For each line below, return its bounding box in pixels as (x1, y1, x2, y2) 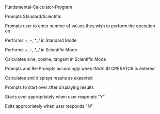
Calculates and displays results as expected (5, 75, 93, 81)
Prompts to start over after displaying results (5, 84, 94, 90)
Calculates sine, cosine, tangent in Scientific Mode (5, 56, 106, 62)
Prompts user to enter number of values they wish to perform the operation (5, 23, 155, 29)
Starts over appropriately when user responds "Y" (5, 94, 105, 99)
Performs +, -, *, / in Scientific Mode (5, 47, 78, 52)
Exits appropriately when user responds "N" (5, 103, 93, 109)
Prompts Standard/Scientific (5, 14, 62, 19)
